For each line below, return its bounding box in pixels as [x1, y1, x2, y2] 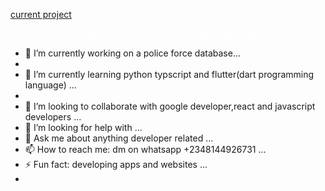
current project [10, 9, 72, 20]
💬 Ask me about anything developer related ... [24, 132, 214, 144]
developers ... [24, 111, 82, 123]
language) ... [24, 79, 77, 91]
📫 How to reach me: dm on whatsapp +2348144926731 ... [24, 144, 267, 155]
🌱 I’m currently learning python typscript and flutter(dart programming [24, 69, 315, 80]
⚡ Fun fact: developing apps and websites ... [24, 159, 208, 170]
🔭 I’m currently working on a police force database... [24, 47, 241, 59]
